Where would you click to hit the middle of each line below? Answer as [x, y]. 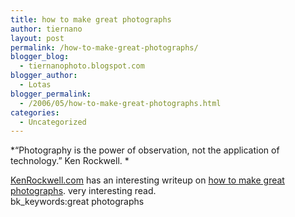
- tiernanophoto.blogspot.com [82, 66]
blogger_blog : [40, 57]
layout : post [37, 38]
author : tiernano [46, 29]
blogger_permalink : [51, 94]
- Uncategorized [53, 122]
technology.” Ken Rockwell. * [70, 161]
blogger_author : [44, 76]
